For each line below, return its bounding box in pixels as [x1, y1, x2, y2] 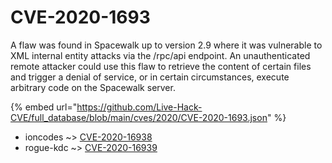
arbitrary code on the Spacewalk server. [10, 81, 176, 93]
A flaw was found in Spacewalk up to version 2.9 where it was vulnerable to [10, 39, 323, 51]
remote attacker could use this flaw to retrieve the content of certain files [10, 60, 312, 72]
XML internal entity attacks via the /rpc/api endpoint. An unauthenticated [10, 49, 311, 61]
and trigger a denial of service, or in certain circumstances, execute [10, 71, 290, 83]
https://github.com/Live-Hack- [76, 101, 203, 113]
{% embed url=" [10, 101, 78, 113]
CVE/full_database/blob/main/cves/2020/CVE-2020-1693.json [10, 111, 268, 123]
